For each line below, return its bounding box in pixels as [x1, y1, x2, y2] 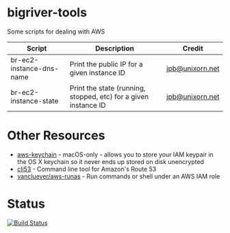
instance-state [10, 96, 59, 105]
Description [94, 43, 135, 53]
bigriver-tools [7, 5, 88, 20]
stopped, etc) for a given [69, 92, 149, 101]
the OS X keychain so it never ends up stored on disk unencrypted [16, 157, 204, 165]
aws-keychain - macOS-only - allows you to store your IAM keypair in [16, 150, 214, 159]
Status [7, 196, 46, 212]
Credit [182, 43, 204, 53]
